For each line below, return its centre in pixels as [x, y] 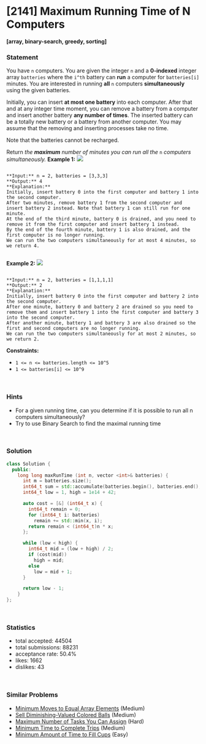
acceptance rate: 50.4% [46, 654]
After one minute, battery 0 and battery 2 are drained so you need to [100, 307]
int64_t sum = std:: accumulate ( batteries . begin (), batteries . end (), [112, 487]
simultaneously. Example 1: [41, 159]
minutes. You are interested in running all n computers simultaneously [96, 84]
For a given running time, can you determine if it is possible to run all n [104, 410]
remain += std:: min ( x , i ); [68, 520]
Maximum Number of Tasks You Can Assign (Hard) [79, 721]
